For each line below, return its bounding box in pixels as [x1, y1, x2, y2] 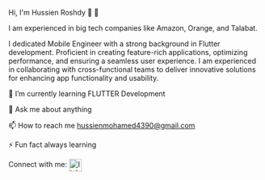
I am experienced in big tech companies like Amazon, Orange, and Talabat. [8, 23, 259, 32]
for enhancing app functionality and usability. [8, 73, 159, 82]
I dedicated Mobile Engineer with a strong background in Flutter [8, 39, 221, 48]
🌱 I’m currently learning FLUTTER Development [8, 89, 166, 98]
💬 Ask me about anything [8, 105, 92, 114]
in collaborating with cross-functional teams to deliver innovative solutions [8, 65, 256, 74]
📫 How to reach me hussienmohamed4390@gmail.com [8, 121, 196, 130]
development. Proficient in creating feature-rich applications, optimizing [8, 48, 248, 57]
